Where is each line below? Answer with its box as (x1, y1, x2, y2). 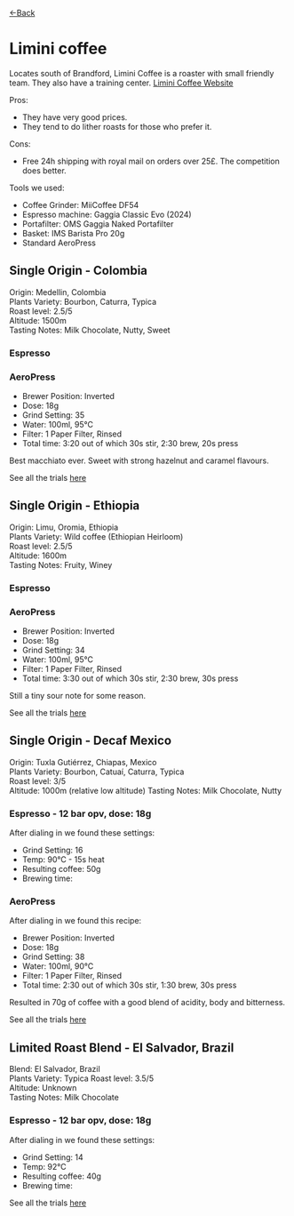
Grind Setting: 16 (21, 844, 83, 856)
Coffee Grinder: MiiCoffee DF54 (21, 199, 139, 210)
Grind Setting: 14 (21, 1151, 84, 1163)
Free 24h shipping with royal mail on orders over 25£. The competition (21, 156, 280, 166)
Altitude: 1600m (9, 550, 68, 561)
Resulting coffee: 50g (21, 864, 101, 875)
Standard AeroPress (21, 237, 96, 248)
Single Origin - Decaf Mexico (9, 733, 171, 748)
